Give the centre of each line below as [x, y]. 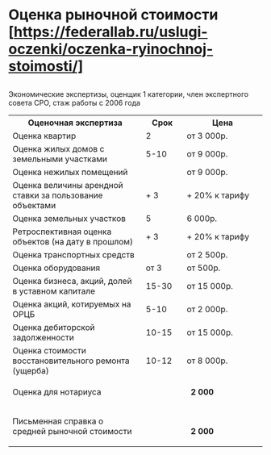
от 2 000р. [207, 309]
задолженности [43, 337]
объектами [34, 205]
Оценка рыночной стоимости [113, 15]
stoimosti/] [46, 67]
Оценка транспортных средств [73, 254]
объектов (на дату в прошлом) [73, 241]
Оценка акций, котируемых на [72, 304]
